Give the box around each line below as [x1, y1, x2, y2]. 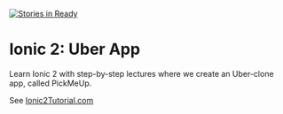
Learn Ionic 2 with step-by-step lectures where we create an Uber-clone [9, 68, 274, 79]
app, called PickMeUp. [9, 78, 92, 88]
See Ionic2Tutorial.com [9, 95, 94, 105]
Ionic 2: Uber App [9, 40, 140, 59]
